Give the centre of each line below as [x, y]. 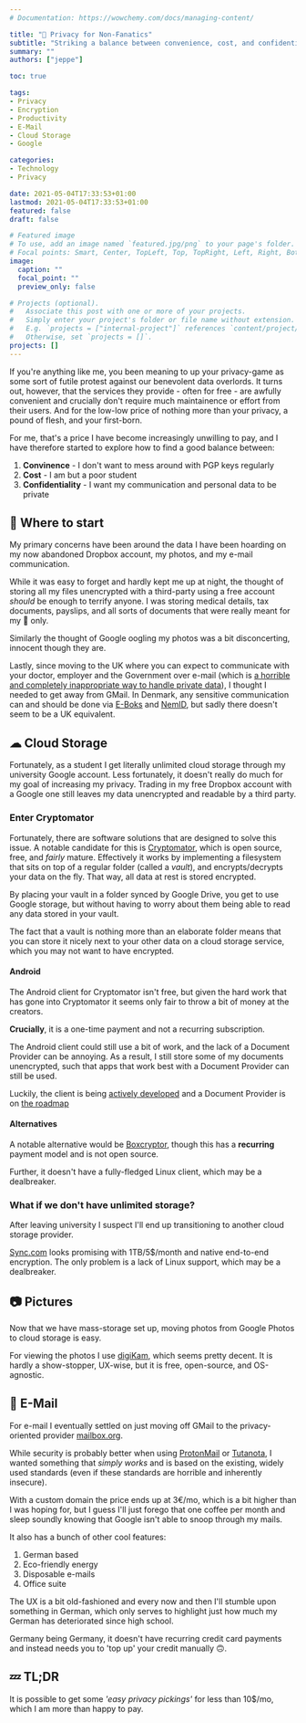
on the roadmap [40, 1103]
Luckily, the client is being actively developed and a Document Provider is [148, 1093]
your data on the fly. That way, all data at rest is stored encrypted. [133, 877]
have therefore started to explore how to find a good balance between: [142, 447]
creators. [26, 1011]
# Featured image [42, 236]
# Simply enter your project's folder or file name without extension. [153, 320]
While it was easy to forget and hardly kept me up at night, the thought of [147, 582]
